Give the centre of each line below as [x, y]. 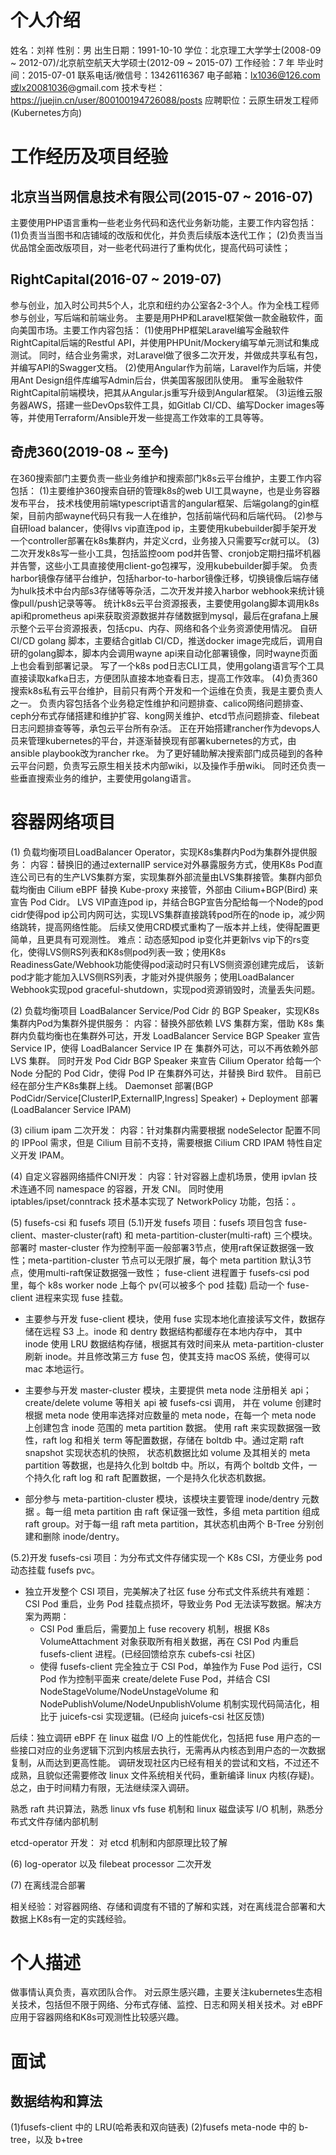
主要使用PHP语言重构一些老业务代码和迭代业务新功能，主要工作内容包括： [164, 222]
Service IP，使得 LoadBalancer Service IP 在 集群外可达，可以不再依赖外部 [164, 1048]
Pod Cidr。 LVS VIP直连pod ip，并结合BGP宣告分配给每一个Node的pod [176, 902]
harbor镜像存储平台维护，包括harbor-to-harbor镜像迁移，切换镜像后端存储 [164, 578]
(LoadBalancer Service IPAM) [71, 1109]
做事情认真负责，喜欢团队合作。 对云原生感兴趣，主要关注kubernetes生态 [162, 1992]
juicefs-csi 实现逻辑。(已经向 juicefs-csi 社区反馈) [162, 1716]
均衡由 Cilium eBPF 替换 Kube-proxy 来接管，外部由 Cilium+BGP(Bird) [162, 889]
